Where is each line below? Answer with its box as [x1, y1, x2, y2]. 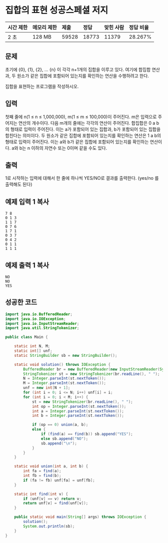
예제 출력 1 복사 [5, 261, 49, 269]
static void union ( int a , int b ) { [14, 464, 88, 469]
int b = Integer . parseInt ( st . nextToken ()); [31, 413, 124, 418]
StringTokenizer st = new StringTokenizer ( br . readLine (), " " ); [23, 371, 160, 376]
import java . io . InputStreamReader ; [5, 321, 79, 326]
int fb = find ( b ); [23, 473, 61, 478]
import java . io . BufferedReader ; [5, 311, 72, 317]
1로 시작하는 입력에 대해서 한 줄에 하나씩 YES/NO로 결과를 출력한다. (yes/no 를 [5, 175, 159, 181]
